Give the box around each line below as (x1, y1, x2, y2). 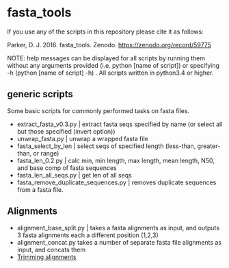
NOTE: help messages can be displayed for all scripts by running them (7, 53, 206, 62)
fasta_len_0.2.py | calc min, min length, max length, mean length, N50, (16, 156, 215, 165)
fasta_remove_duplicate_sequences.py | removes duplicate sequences (16, 178, 217, 186)
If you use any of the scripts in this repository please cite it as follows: (7, 27, 204, 36)
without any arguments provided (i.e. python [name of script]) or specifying (7, 61, 220, 69)
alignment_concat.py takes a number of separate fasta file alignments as (16, 238, 222, 246)
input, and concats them (16, 245, 86, 254)
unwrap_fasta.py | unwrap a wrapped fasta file (16, 134, 148, 143)
